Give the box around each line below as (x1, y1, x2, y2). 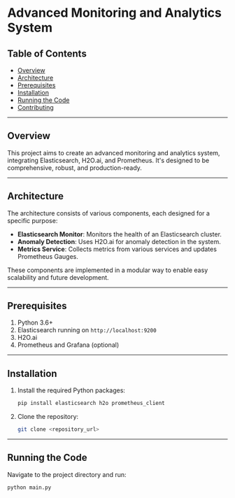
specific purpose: (7, 216, 58, 225)
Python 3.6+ (17, 318, 54, 327)
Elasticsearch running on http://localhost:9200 (17, 326, 157, 334)
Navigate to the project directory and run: (7, 470, 127, 478)
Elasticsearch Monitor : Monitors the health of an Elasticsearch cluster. (17, 229, 222, 239)
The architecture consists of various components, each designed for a (7, 208, 210, 218)
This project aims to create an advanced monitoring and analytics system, (7, 148, 220, 157)
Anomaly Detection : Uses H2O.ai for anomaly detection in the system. (17, 237, 222, 246)
